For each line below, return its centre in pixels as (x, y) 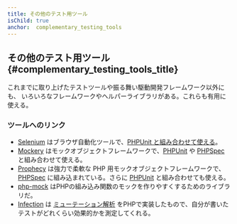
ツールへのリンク (37, 125)
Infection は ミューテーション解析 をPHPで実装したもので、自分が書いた (123, 204)
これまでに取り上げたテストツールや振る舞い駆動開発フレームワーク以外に (116, 87)
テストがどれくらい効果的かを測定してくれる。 (86, 213)
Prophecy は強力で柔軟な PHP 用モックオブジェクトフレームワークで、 (121, 169)
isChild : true (28, 21)
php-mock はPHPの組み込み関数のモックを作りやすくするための (111, 186)
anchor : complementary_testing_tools (65, 27)
